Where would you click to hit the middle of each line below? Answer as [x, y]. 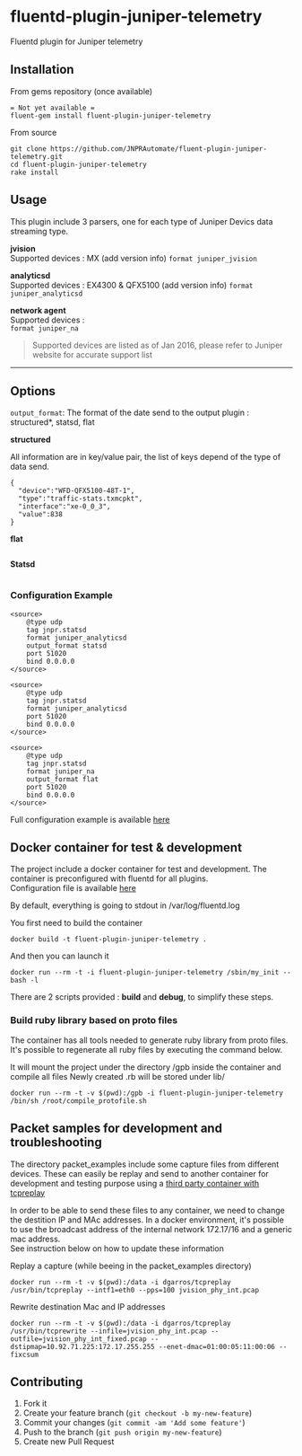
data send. [30, 467]
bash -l [25, 981]
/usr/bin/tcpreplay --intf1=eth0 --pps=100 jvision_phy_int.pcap [134, 1290]
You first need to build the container [77, 923]
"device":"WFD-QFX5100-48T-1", [77, 491]
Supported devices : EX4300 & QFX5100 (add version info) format [132, 285]
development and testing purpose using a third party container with [135, 1183]
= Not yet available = [52, 108]
